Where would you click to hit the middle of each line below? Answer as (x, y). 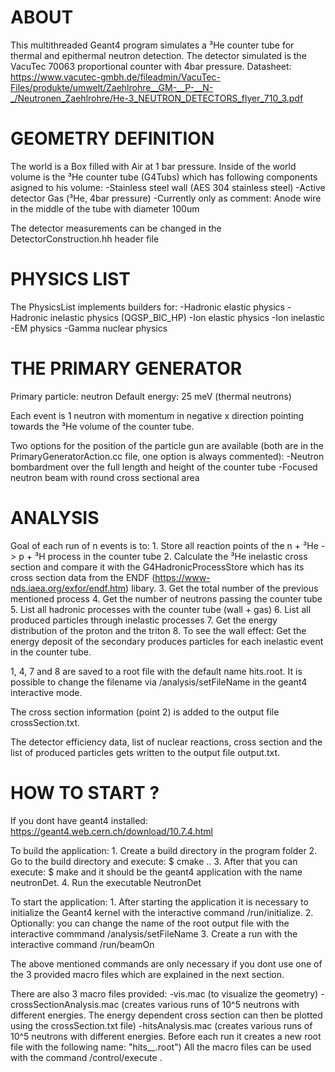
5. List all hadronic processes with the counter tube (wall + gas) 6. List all (161, 609)
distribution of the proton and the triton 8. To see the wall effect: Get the (158, 630)
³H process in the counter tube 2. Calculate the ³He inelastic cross (171, 556)
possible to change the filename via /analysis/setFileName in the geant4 (159, 682)
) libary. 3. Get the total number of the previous (222, 588)
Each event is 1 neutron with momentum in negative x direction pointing (157, 415)
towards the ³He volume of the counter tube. (102, 426)
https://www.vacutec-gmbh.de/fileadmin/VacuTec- (115, 77)
